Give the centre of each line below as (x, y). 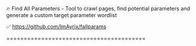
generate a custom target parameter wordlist (62, 15)
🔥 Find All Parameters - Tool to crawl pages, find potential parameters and (98, 9)
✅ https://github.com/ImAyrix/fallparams (56, 27)
